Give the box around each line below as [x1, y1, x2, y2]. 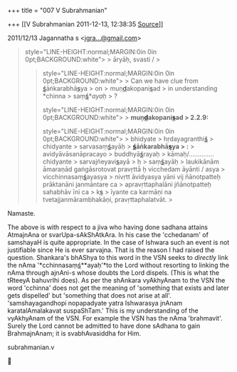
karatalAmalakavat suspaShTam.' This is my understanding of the [7, 306, 199, 315]
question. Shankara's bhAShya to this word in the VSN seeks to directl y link [7, 253, 229, 261]
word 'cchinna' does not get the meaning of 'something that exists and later [7, 283, 230, 292]
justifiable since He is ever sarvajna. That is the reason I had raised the [7, 246, 215, 254]
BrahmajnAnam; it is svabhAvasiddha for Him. [7, 329, 141, 338]
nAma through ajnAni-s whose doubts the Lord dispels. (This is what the [7, 268, 219, 277]
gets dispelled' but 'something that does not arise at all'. [7, 291, 172, 299]
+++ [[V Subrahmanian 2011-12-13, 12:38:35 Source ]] [7, 20, 164, 28]
